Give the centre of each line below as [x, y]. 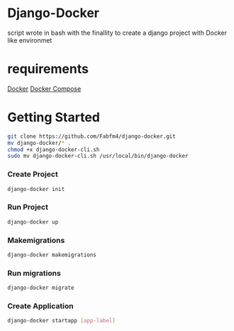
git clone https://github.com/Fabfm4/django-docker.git [91, 136]
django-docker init [36, 189]
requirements [48, 69]
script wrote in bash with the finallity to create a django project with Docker [117, 33]
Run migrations [34, 273]
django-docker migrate [41, 288]
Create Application [40, 305]
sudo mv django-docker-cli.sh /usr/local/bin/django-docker [98, 156]
